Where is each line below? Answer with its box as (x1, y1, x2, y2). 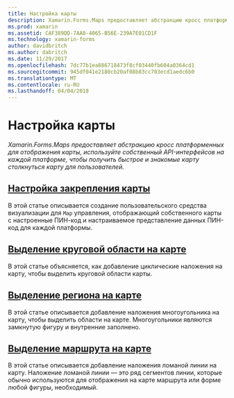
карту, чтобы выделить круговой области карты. (8, 269, 153, 278)
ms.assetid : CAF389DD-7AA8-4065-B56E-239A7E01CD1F (8, 29, 158, 37)
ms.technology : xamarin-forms (8, 36, 96, 43)
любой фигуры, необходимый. (8, 383, 98, 392)
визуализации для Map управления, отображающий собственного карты (8, 208, 222, 217)
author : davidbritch (8, 42, 68, 49)
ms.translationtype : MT (8, 74, 77, 82)
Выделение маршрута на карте (8, 342, 152, 354)
